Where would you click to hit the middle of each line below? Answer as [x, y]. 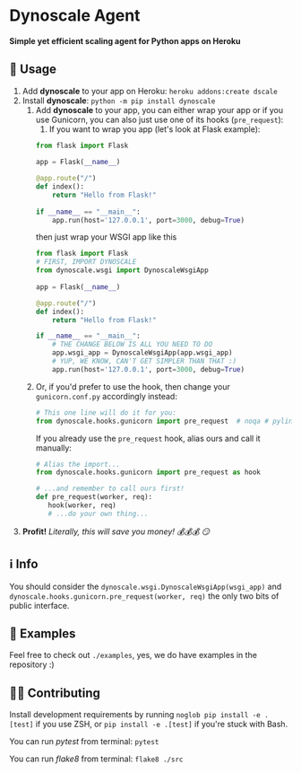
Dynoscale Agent [75, 16]
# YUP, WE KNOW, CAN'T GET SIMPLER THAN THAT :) [145, 361]
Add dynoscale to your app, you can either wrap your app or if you [159, 110]
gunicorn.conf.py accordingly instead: [106, 396]
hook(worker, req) [82, 505]
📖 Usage [33, 70]
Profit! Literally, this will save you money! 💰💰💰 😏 [116, 531]
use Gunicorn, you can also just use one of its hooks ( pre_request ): [159, 119]
